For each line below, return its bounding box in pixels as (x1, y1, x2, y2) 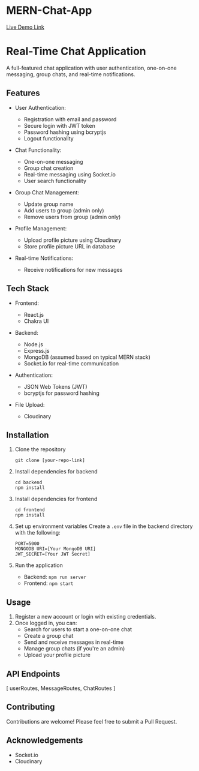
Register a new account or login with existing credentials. (14, 613, 156, 620)
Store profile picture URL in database (23, 242, 116, 250)
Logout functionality (23, 134, 74, 142)
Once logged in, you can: (14, 619, 77, 627)
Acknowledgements (6, 736, 83, 746)
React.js (23, 311, 44, 318)
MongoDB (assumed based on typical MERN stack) (23, 353, 151, 361)
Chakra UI (23, 317, 49, 325)
